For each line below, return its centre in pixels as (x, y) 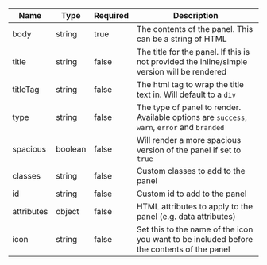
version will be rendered (182, 72)
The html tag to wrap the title (190, 84)
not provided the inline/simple (192, 61)
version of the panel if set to (189, 150)
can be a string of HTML (182, 39)
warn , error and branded (180, 127)
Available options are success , (192, 117)
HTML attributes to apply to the (195, 207)
